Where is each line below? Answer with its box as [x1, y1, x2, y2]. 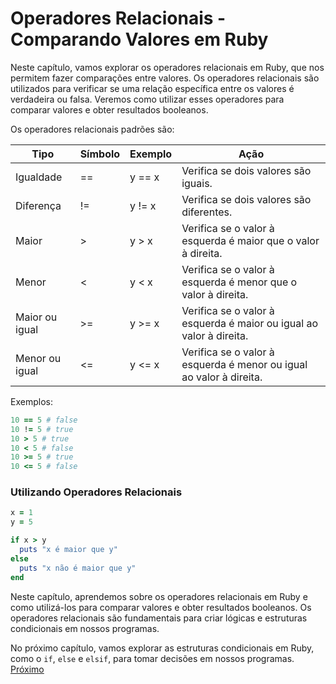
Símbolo [79, 147, 121, 161]
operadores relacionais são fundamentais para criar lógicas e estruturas [10, 612, 308, 624]
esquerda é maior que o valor [181, 233, 320, 247]
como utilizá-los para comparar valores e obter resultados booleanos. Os [10, 601, 312, 613]
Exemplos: [10, 395, 53, 407]
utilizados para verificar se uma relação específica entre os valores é [10, 82, 295, 94]
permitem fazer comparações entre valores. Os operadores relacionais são [10, 72, 320, 84]
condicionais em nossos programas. [10, 622, 160, 634]
